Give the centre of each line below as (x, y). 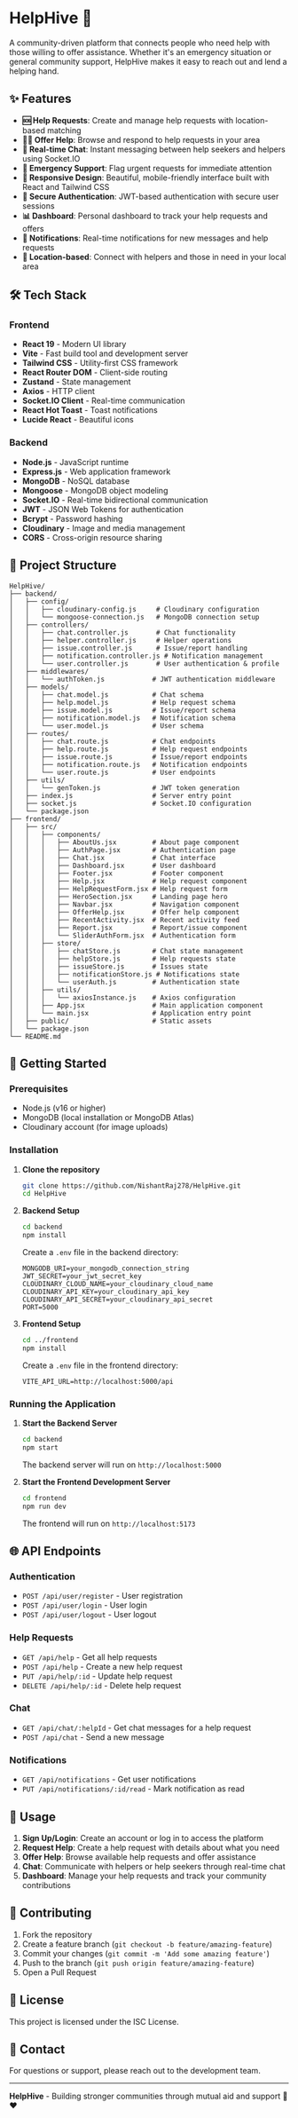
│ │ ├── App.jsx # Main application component (137, 1005)
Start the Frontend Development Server (96, 1482)
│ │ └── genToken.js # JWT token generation (125, 788)
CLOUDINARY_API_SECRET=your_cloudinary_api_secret (118, 1300)
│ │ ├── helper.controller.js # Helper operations (121, 640)
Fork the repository (57, 1934)
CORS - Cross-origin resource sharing (92, 537)
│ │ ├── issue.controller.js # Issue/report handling (129, 648)
